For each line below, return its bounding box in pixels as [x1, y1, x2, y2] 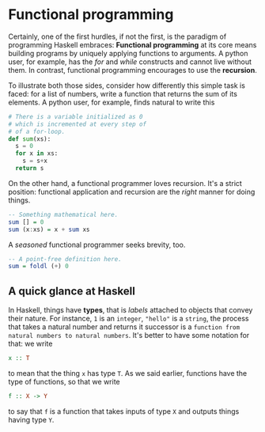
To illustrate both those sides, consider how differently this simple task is [8, 81, 245, 90]
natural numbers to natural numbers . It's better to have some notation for [8, 331, 250, 340]
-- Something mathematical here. [8, 210, 119, 218]
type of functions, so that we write [8, 377, 120, 386]
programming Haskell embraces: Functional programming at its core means [8, 40, 257, 49]
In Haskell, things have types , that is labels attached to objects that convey [8, 305, 253, 315]
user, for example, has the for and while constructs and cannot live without [8, 57, 252, 66]
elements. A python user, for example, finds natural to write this [8, 97, 215, 107]
